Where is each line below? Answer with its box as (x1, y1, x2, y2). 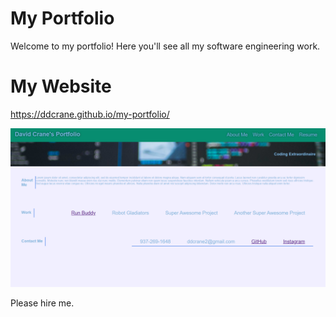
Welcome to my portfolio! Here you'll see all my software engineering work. (10, 40, 321, 52)
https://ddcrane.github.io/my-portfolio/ (10, 108, 170, 120)
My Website (10, 75, 112, 98)
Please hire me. (10, 297, 75, 309)
